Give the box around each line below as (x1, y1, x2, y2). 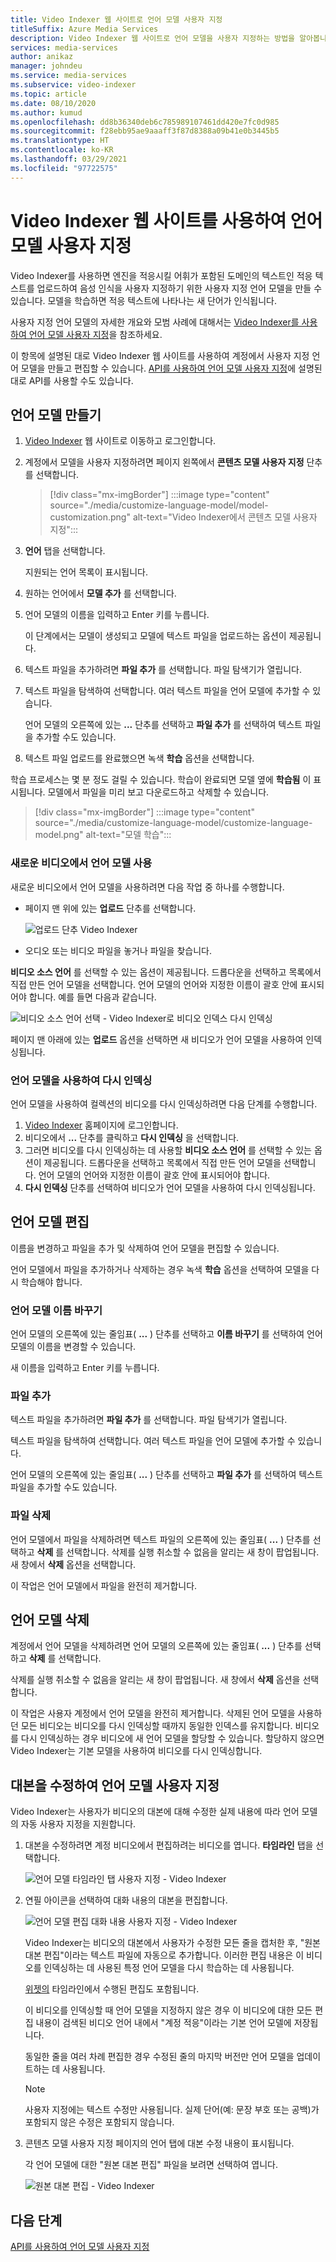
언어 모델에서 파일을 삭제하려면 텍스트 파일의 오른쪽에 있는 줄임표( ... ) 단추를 (10, 1533, 311, 1545)
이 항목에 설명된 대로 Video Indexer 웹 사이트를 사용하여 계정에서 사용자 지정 (10, 349, 310, 361)
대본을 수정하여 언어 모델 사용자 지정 (10, 1777, 220, 1794)
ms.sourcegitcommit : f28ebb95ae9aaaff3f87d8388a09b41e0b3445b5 (10, 126, 280, 136)
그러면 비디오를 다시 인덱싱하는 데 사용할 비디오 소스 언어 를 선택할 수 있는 (24, 1144, 312, 1156)
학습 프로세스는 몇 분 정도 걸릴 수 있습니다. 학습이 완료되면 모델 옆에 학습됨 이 (10, 774, 312, 786)
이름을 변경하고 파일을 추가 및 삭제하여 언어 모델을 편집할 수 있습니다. (10, 1242, 280, 1254)
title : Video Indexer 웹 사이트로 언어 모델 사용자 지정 (10, 14, 223, 25)
